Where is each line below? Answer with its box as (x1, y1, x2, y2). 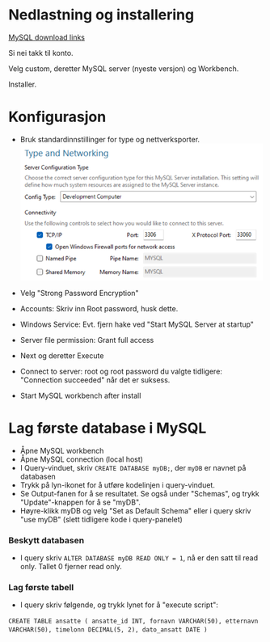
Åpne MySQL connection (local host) (19, 454, 144, 464)
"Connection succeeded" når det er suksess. (19, 374, 171, 385)
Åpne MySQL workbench (19, 446, 104, 455)
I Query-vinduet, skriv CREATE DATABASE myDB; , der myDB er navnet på (19, 462, 247, 472)
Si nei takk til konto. (8, 48, 74, 57)
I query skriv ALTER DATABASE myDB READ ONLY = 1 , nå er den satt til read (19, 552, 259, 563)
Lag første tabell (8, 581, 74, 593)
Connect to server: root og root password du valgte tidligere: (19, 366, 222, 376)
